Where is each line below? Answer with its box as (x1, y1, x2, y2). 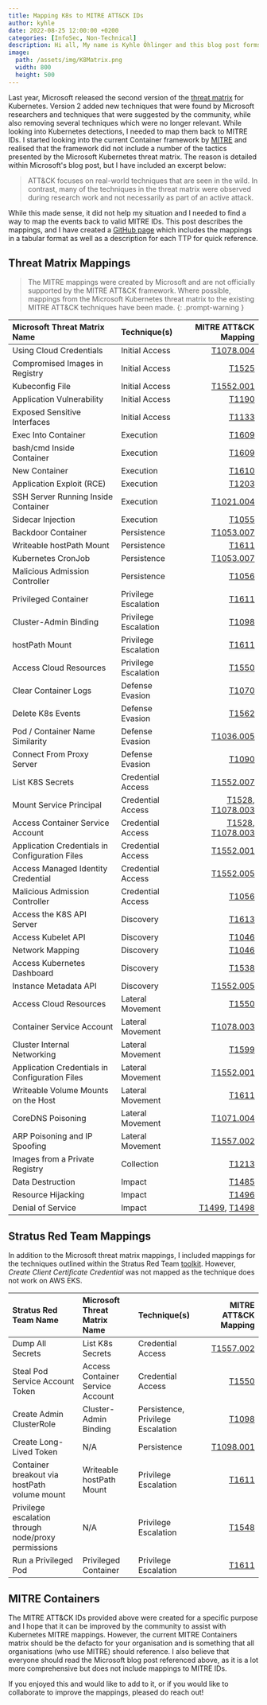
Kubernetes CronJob (12, 553, 91, 564)
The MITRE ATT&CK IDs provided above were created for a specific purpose (8, 1613, 258, 1623)
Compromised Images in (12, 358, 103, 369)
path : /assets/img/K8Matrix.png (15, 56, 123, 64)
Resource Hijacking (12, 1189, 85, 1201)
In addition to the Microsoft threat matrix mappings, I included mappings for (8, 1251, 256, 1260)
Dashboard (12, 967, 54, 979)
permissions (12, 1542, 58, 1553)
